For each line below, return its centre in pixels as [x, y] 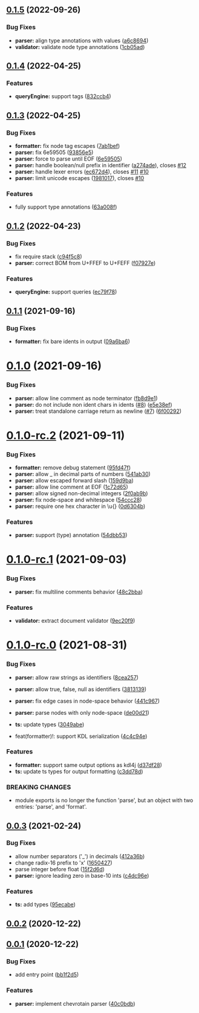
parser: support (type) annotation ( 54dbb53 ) [71, 535]
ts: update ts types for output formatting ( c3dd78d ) [79, 771]
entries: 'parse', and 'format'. [51, 807]
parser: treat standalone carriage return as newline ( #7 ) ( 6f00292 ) [98, 411]
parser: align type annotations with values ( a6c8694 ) [82, 40]
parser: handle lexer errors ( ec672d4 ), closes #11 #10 [82, 172]
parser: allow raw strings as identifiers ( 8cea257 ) [77, 677]
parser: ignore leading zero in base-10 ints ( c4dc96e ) [82, 875]
